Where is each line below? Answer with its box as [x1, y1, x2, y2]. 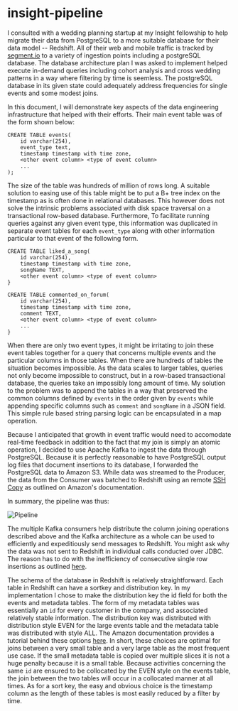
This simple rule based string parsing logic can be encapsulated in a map [7, 408, 222, 417]
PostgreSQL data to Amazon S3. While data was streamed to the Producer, [7, 467, 226, 477]
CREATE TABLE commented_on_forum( [7, 291, 110, 298]
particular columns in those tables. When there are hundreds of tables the [7, 356, 224, 364]
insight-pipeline [7, 5, 104, 21]
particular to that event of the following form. [7, 234, 139, 242]
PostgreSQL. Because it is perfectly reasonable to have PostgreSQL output [7, 452, 226, 461]
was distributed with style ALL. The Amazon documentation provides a [7, 629, 215, 637]
